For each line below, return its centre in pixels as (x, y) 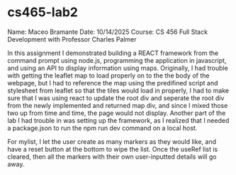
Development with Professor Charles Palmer (72, 39)
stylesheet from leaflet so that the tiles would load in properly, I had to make (118, 90)
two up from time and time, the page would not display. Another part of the (117, 113)
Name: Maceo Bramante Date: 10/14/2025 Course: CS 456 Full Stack (107, 32)
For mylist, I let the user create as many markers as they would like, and (112, 141)
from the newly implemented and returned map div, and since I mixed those (118, 105)
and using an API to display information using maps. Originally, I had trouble (118, 68)
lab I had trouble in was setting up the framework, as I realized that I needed (118, 120)
